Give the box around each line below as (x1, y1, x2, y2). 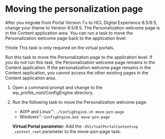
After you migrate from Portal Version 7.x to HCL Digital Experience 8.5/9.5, (5, 20, 158, 25)
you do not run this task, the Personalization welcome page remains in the (5, 59, 156, 65)
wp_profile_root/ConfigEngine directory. (12, 90, 94, 95)
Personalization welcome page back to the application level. (5, 35, 127, 41)
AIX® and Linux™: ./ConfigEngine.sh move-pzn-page (19, 109, 125, 115)
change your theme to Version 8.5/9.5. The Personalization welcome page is (5, 24, 160, 30)
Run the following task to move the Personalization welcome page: (12, 99, 148, 105)
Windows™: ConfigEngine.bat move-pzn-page (19, 114, 110, 119)
